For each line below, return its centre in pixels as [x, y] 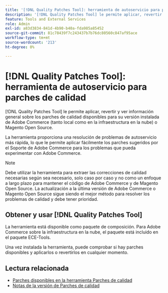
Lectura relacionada [37, 268]
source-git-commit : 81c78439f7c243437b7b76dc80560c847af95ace [71, 33]
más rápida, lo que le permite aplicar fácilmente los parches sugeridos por [82, 142]
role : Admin [17, 24]
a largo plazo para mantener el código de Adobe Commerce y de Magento [82, 183]
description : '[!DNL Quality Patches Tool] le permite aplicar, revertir [84, 15]
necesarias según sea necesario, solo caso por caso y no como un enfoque [83, 178]
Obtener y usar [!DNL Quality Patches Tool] [74, 215]
